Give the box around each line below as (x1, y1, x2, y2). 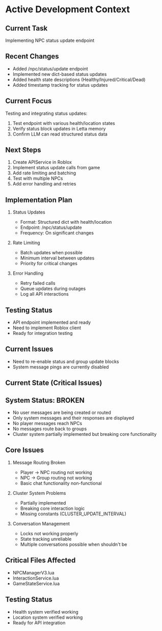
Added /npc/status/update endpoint (12, 65, 88, 72)
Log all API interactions (20, 291, 69, 297)
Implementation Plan (5, 195, 73, 204)
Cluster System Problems (12, 490, 66, 496)
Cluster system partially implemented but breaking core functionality (12, 431, 157, 437)
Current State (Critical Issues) (5, 379, 102, 387)
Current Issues (5, 345, 53, 354)
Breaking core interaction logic (20, 505, 85, 511)
